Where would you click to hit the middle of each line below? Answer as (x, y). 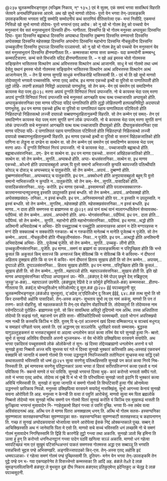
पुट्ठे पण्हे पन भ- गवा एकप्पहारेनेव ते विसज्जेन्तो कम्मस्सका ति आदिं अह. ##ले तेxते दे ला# (74, 461)
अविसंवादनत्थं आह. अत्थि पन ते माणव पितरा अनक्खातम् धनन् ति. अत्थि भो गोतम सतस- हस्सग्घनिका (83, 411)
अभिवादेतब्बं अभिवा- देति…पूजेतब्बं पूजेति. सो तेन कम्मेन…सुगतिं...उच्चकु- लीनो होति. (71, 243)
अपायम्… (154, 260)
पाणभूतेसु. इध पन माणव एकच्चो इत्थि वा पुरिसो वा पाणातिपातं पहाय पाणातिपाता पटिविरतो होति (76, 109)
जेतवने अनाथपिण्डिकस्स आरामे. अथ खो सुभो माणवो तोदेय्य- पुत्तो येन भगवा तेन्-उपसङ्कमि (75, 13)
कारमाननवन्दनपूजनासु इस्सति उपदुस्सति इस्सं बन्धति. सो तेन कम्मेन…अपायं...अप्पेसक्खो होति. (78, 192)
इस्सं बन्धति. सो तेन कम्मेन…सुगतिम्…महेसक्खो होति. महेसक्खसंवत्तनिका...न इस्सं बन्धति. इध (77, 204)
